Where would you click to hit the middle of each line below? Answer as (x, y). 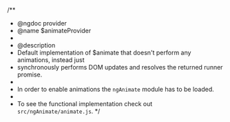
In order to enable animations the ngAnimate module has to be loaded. (116, 89)
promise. (30, 74)
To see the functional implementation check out (85, 104)
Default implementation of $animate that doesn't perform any (104, 52)
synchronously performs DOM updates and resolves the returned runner (120, 67)
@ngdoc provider (42, 23)
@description (36, 45)
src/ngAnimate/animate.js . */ (59, 111)
